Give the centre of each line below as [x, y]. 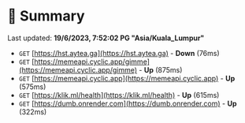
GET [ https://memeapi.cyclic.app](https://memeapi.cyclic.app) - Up [127, 78]
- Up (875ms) [161, 69]
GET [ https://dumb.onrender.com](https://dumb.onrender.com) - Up [128, 103]
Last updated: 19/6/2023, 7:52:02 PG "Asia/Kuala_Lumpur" [106, 38]
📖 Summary [46, 16]
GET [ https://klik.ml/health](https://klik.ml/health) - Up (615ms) [119, 95]
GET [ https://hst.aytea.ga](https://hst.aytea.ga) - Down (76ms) [119, 53]
